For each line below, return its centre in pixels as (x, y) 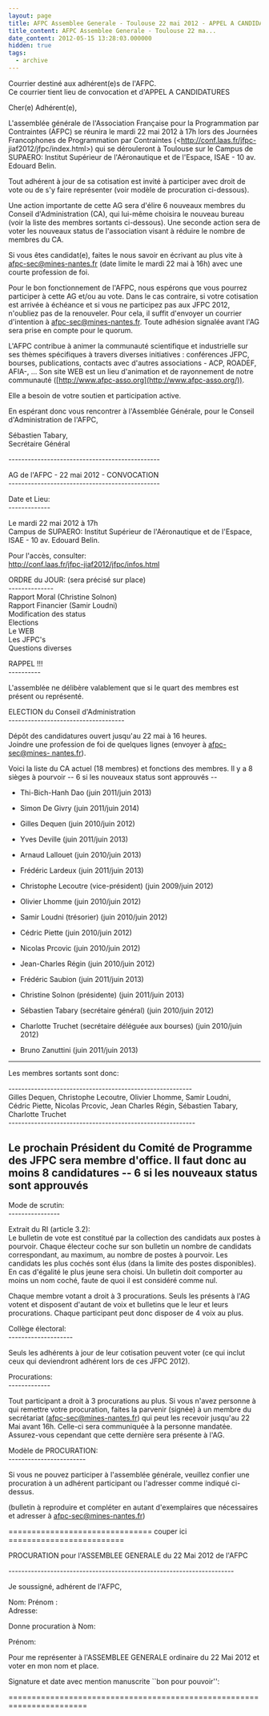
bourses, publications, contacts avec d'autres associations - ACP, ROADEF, (132, 363)
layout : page (30, 16)
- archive (32, 61)
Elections (23, 622)
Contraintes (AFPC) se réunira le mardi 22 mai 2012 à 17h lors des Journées (133, 131)
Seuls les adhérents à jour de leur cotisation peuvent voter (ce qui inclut (127, 1352)
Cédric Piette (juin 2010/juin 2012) (76, 932)
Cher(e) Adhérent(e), (43, 107)
